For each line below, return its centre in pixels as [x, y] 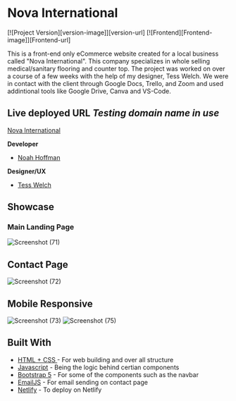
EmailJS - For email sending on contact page [82, 382]
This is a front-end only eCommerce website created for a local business [113, 54]
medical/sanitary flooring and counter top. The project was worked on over [116, 68]
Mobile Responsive [50, 303]
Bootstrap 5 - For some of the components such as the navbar [108, 374]
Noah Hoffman [39, 157]
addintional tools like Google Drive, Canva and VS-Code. [89, 91]
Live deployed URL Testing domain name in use [113, 113]
